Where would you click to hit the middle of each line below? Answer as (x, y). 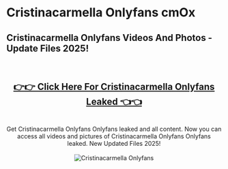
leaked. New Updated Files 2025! (114, 143)
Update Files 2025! (48, 48)
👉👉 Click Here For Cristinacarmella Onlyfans (114, 87)
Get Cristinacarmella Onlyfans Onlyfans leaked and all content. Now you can (114, 129)
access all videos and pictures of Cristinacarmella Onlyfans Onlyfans (114, 136)
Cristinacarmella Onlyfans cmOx (101, 13)
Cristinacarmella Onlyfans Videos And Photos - (110, 38)
